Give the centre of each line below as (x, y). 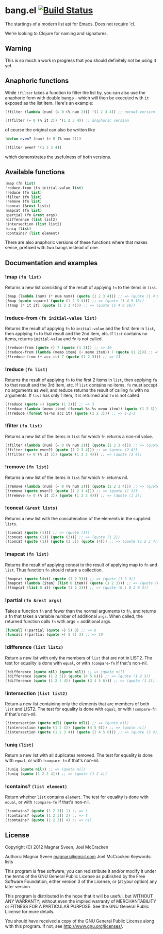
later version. (18, 886)
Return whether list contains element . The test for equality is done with (77, 797)
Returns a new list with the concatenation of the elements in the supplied (78, 518)
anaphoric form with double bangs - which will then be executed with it (77, 98)
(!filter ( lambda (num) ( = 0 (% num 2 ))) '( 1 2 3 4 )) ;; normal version (80, 112)
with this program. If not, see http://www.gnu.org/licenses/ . (64, 926)
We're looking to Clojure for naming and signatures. (57, 33)
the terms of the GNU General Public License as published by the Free (75, 876)
